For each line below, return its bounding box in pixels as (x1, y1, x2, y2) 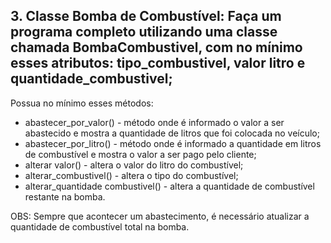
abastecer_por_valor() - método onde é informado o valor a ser (24, 116, 285, 128)
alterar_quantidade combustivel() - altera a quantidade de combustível (24, 180, 315, 192)
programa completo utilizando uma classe (10, 24, 278, 41)
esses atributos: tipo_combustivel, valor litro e (10, 55, 306, 72)
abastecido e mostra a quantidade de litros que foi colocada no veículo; (24, 127, 320, 139)
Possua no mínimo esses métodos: (10, 97, 154, 109)
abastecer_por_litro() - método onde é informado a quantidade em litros (24, 137, 322, 149)
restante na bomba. (24, 190, 106, 203)
